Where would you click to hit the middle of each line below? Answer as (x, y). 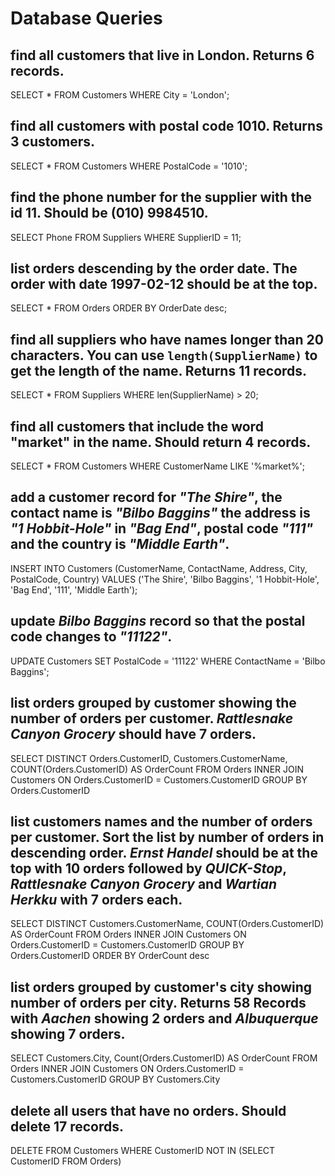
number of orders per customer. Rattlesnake (152, 718)
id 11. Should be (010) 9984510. (109, 213)
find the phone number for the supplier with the (161, 197)
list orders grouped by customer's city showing (161, 987)
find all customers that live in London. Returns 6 (162, 55)
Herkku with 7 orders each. (96, 899)
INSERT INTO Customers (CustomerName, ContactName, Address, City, (159, 568)
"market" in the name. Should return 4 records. (161, 442)
